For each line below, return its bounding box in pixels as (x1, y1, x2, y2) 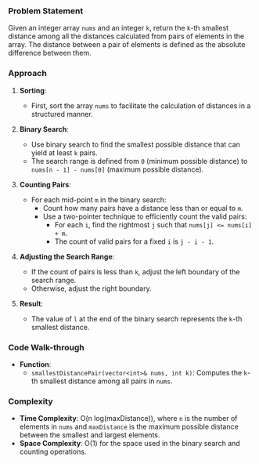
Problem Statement (8, 5, 84, 16)
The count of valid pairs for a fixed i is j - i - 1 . (54, 237, 214, 246)
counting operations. (19, 447, 87, 456)
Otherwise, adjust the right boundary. (31, 284, 152, 293)
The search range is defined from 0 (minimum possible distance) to (31, 156, 248, 165)
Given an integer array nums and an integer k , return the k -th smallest (8, 24, 229, 33)
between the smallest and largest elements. (19, 430, 160, 440)
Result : (19, 299, 43, 308)
